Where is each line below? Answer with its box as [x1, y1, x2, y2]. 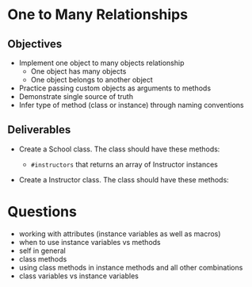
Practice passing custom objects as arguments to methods [18, 83, 212, 93]
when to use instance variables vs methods [18, 237, 161, 247]
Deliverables [7, 123, 71, 136]
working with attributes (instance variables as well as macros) [18, 228, 221, 239]
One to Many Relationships [7, 6, 188, 24]
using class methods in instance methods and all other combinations [18, 262, 243, 272]
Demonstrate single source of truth [18, 92, 134, 101]
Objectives [7, 37, 63, 51]
